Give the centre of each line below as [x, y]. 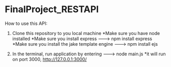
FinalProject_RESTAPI [52, 9]
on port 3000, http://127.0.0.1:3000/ [49, 59]
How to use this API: [26, 23]
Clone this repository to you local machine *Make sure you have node [86, 33]
